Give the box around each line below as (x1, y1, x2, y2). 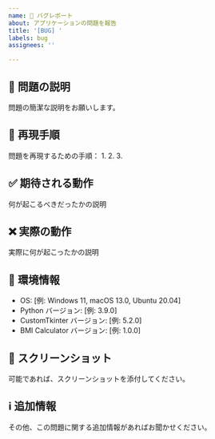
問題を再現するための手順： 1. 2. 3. (8, 151, 123, 160)
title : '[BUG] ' (8, 26, 62, 34)
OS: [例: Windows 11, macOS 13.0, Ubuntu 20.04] (19, 296, 181, 306)
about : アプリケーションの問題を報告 (8, 19, 117, 27)
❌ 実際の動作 (8, 224, 72, 238)
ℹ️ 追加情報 (8, 400, 57, 413)
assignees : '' (8, 42, 56, 49)
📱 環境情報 (8, 273, 60, 287)
